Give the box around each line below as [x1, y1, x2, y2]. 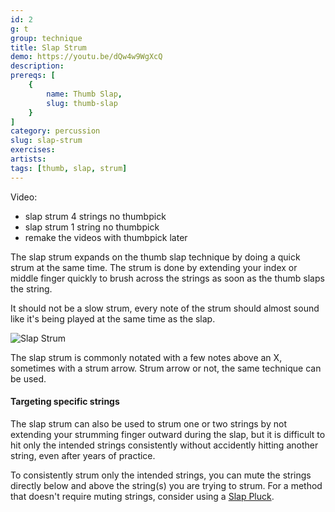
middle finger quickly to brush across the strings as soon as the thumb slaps [10, 272, 325, 284]
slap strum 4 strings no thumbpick [24, 210, 167, 222]
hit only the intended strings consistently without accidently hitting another [10, 439, 319, 451]
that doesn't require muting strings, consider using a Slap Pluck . [10, 490, 275, 502]
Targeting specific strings [10, 396, 120, 408]
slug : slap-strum [10, 136, 83, 146]
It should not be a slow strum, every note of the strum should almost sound [10, 302, 320, 314]
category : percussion [10, 126, 101, 136]
